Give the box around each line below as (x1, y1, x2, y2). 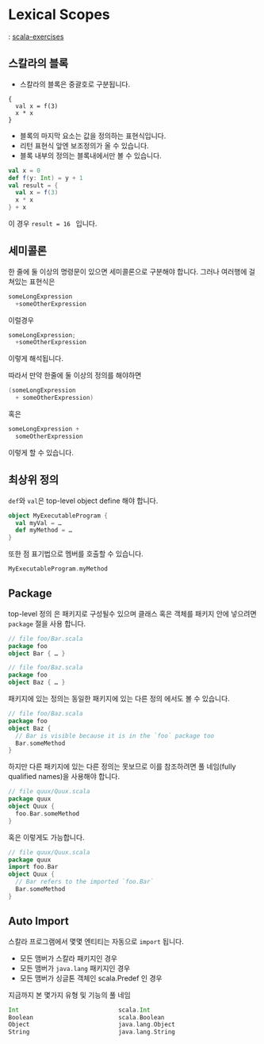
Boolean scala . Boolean (8, 1013, 165, 1021)
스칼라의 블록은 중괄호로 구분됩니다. (19, 79, 131, 89)
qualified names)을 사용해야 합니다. (8, 772, 121, 781)
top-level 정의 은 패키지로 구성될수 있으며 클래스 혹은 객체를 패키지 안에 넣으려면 (8, 608, 257, 618)
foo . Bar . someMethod (15, 809, 80, 818)
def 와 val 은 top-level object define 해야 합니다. (8, 496, 159, 505)
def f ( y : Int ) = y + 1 (8, 174, 83, 182)
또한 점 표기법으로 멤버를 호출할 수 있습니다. (8, 549, 144, 558)
